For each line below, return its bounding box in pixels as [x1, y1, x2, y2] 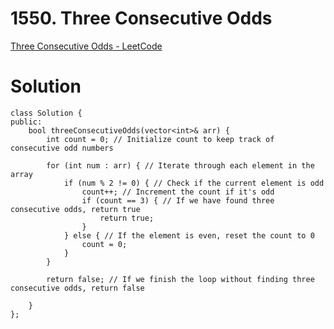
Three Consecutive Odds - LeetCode [10, 40, 163, 52]
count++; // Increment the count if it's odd [81, 187, 275, 197]
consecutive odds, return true [10, 204, 141, 214]
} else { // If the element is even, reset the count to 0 [63, 230, 315, 241]
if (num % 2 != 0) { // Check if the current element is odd [63, 178, 325, 188]
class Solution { [10, 108, 83, 118]
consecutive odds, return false [10, 283, 145, 293]
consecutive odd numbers [10, 143, 114, 153]
